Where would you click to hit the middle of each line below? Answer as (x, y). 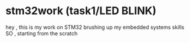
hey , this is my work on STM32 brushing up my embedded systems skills (95, 27)
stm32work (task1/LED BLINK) (81, 11)
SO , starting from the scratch (42, 33)
